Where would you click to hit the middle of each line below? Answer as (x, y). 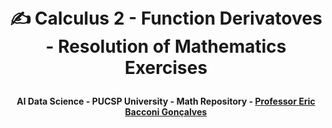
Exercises (166, 68)
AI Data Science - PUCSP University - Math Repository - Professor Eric (166, 101)
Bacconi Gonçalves (166, 112)
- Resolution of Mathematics (166, 46)
